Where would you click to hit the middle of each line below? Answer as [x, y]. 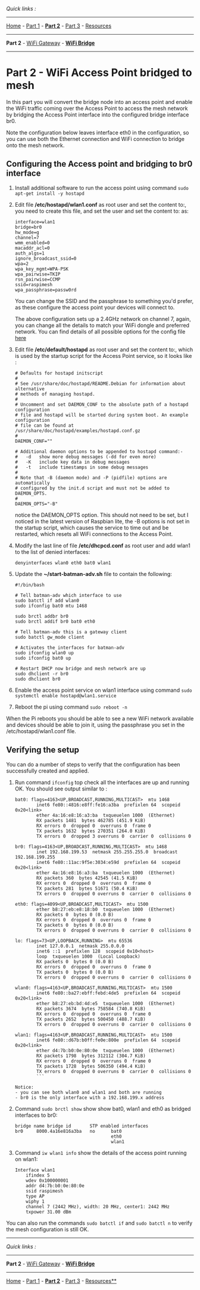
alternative [29, 389]
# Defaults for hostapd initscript [59, 373]
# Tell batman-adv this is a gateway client [71, 632]
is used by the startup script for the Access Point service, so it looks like [103, 356]
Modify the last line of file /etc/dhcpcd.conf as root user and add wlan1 [102, 546]
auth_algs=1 [29, 253]
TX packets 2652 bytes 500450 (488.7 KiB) [91, 1019]
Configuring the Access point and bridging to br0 [99, 164]
